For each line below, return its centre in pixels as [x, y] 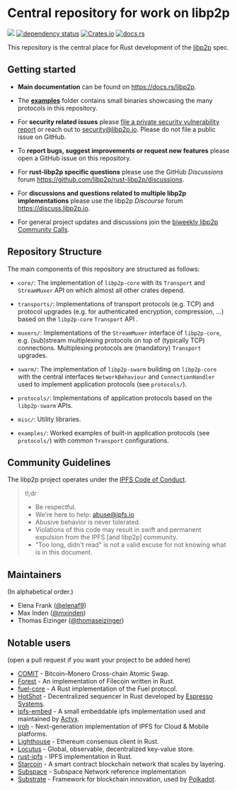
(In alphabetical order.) [40, 592]
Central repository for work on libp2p [118, 13]
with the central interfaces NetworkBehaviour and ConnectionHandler [116, 377]
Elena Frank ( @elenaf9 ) [52, 606]
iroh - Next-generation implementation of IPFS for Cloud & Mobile [113, 726]
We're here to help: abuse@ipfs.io [85, 515]
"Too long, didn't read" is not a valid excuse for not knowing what [131, 545]
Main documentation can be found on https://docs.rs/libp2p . [107, 87]
